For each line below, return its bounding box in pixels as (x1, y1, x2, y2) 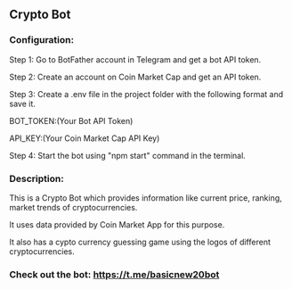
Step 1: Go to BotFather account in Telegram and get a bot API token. (9, 54, 262, 65)
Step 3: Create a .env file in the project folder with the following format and (9, 88, 284, 99)
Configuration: (9, 34, 74, 46)
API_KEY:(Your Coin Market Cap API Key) (9, 133, 160, 144)
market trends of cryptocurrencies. (9, 202, 138, 212)
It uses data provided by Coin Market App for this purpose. (9, 219, 225, 230)
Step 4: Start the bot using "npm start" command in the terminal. (9, 150, 247, 161)
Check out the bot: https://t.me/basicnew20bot (9, 268, 220, 280)
